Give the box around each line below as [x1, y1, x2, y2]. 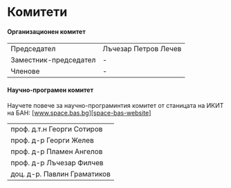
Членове [10, 66, 40, 76]
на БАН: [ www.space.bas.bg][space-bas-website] [7, 109, 151, 117]
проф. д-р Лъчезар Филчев [10, 158, 104, 167]
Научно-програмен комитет [7, 86, 94, 94]
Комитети [7, 4, 68, 20]
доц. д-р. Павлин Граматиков [10, 169, 111, 178]
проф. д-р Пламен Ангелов [10, 147, 103, 156]
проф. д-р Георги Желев [10, 135, 95, 145]
